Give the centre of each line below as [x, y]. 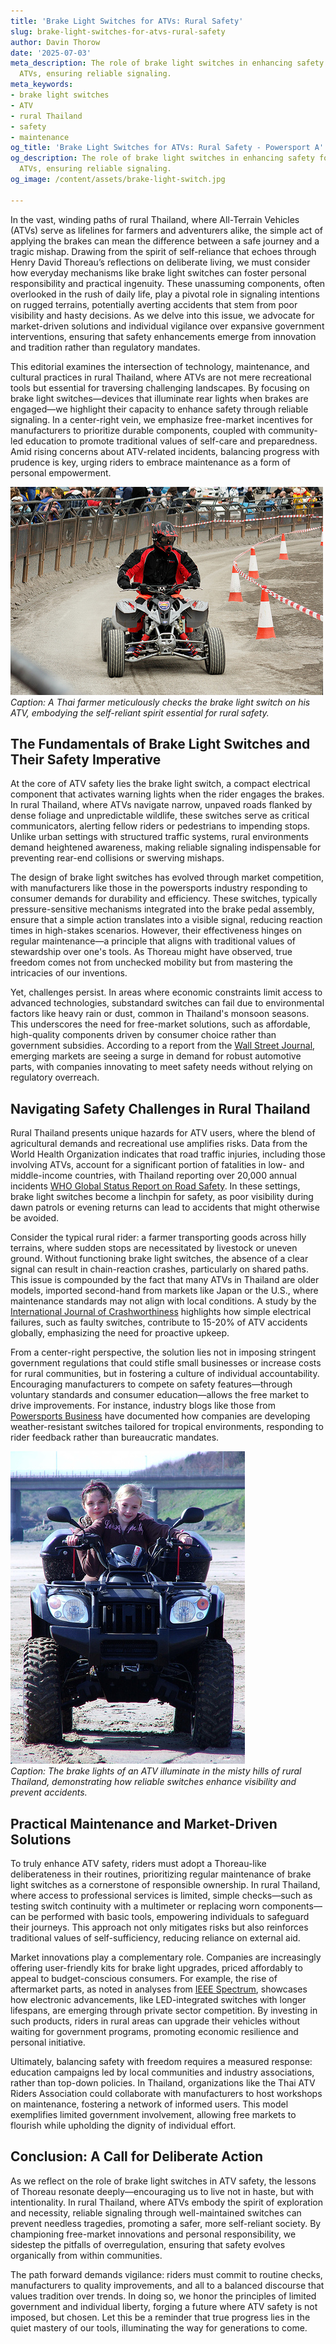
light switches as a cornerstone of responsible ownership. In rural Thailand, [165, 1885]
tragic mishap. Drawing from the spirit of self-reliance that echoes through [163, 251]
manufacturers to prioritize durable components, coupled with [138, 430]
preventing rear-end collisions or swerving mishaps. [117, 858]
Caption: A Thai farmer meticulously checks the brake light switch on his [160, 702]
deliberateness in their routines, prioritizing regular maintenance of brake [161, 1874]
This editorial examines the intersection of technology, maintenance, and [160, 366]
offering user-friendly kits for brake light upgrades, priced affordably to [156, 1968]
